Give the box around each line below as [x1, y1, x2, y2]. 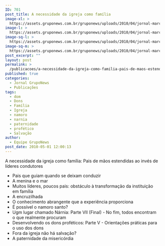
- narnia [9, 117, 27, 122]
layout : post [5, 58, 32, 62]
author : [5, 135, 21, 140]
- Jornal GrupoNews [9, 80, 50, 85]
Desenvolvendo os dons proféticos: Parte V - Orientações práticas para [12, 219, 157, 225]
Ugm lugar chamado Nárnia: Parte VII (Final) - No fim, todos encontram [12, 209, 157, 215]
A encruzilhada [12, 193, 43, 199]
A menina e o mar [12, 178, 48, 184]
